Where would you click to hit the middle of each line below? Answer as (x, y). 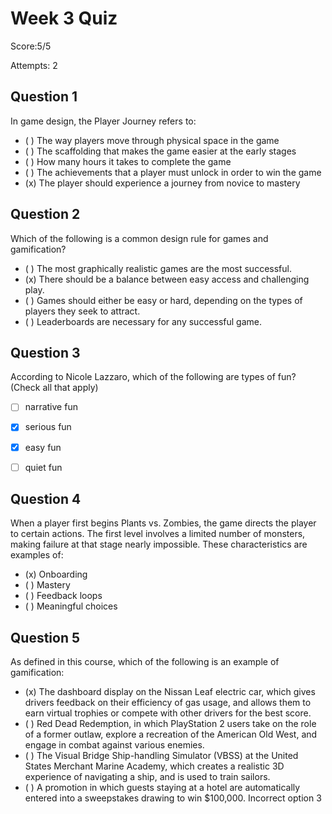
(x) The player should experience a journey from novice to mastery (162, 183)
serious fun (48, 427)
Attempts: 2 (34, 65)
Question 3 (45, 352)
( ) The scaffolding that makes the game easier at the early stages (160, 151)
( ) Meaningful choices (71, 606)
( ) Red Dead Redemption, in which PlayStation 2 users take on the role (170, 724)
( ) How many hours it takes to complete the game (128, 161)
